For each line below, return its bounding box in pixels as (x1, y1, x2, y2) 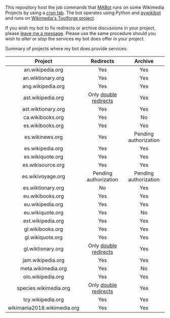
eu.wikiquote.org (23, 209, 64, 216)
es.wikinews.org (24, 134, 63, 140)
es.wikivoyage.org (22, 173, 65, 180)
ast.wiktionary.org (22, 106, 65, 112)
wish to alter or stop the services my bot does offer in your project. (5, 36, 145, 42)
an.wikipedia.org (24, 66, 63, 73)
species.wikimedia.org (17, 284, 70, 292)
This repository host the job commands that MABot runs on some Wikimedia (5, 5, 164, 10)
